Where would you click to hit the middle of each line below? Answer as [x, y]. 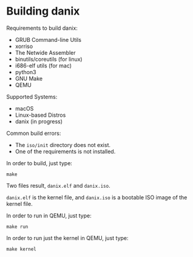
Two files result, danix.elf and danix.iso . [58, 185]
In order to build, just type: [39, 163]
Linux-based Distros [40, 115]
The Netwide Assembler [45, 52]
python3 [25, 72]
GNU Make [29, 78]
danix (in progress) [39, 121]
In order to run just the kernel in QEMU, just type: [67, 238]
